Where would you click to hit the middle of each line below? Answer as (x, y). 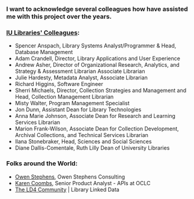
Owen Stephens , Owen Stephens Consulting (70, 177)
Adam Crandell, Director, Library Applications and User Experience (97, 58)
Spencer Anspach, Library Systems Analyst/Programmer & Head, (95, 46)
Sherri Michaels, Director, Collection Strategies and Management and (101, 90)
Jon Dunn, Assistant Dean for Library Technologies (78, 109)
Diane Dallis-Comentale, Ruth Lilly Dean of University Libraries (92, 148)
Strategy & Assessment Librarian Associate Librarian (80, 72)
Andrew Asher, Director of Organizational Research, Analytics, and (97, 65)
